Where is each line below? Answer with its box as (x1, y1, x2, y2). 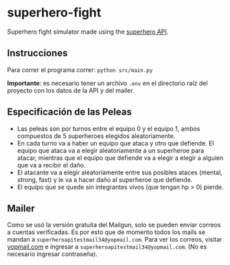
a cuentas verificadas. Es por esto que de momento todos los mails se (7, 228, 206, 236)
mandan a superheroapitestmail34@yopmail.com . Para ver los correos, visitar (7, 235, 222, 244)
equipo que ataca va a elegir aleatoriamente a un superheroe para (16, 146, 205, 154)
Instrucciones (7, 47, 68, 59)
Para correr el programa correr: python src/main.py (7, 65, 153, 73)
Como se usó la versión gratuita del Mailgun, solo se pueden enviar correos (7, 221, 221, 229)
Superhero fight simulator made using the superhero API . (7, 27, 169, 36)
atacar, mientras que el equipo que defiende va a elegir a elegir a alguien (16, 153, 224, 162)
